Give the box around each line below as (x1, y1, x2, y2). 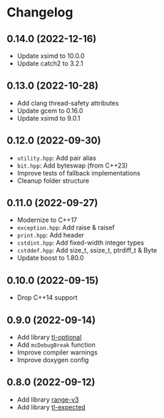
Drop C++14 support (16, 293, 78, 302)
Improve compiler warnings (16, 348, 98, 357)
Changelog (6, 4, 73, 21)
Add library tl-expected (16, 402, 86, 411)
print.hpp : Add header (16, 231, 85, 240)
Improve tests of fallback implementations (16, 168, 140, 177)
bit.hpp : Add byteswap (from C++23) (16, 161, 128, 170)
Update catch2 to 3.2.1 (16, 59, 83, 68)
